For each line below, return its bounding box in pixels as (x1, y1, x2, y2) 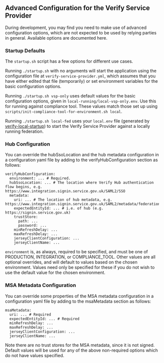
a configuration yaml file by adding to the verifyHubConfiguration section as (5, 157, 158, 163)
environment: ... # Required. (9, 176, 71, 181)
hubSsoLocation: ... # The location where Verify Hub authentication (9, 180, 154, 185)
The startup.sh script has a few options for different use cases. (5, 58, 133, 64)
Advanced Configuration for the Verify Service (5, 4, 150, 12)
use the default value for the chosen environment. (5, 269, 106, 276)
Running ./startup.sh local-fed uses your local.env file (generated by (5, 118, 150, 124)
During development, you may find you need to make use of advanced (5, 24, 147, 30)
